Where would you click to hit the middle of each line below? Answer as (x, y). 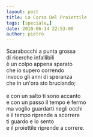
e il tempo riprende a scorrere (43, 115)
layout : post (22, 12)
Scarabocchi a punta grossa (41, 51)
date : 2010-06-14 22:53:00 (40, 29)
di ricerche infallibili (30, 58)
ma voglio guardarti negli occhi (44, 109)
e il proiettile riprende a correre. (46, 128)
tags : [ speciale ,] (29, 23)
